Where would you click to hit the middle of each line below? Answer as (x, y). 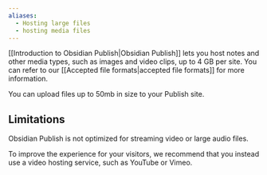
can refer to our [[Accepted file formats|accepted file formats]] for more (127, 70)
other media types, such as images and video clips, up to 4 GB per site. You (133, 62)
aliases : (23, 16)
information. (28, 79)
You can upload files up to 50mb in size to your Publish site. (106, 94)
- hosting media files (53, 30)
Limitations (37, 119)
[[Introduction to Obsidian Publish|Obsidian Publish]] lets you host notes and (134, 54)
